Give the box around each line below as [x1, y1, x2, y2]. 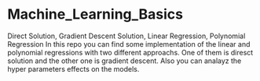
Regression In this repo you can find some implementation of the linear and [7, 39, 251, 48]
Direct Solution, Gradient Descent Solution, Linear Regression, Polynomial [7, 31, 246, 40]
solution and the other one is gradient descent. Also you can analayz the [7, 56, 242, 65]
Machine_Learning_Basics [7, 5, 184, 23]
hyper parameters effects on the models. [7, 64, 140, 73]
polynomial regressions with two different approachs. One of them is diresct [7, 48, 254, 57]
